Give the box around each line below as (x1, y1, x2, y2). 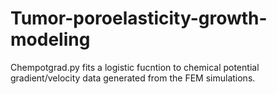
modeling (10, 28, 91, 51)
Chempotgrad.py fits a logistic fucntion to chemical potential (10, 61, 260, 73)
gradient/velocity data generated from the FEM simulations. (10, 72, 256, 84)
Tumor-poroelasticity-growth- (10, 7, 268, 30)
